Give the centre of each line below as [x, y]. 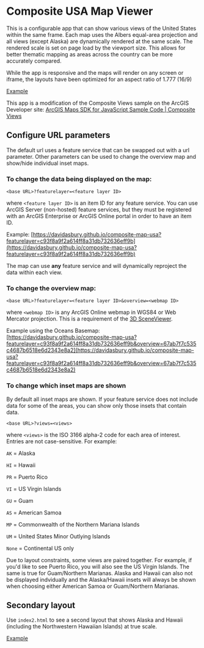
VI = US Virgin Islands [34, 489]
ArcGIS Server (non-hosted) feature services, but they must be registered [99, 210]
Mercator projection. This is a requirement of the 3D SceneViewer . [89, 319]
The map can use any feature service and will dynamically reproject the [97, 266]
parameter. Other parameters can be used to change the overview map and [101, 156]
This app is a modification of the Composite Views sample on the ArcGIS [98, 103]
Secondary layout [41, 605]
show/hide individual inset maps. [48, 163]
